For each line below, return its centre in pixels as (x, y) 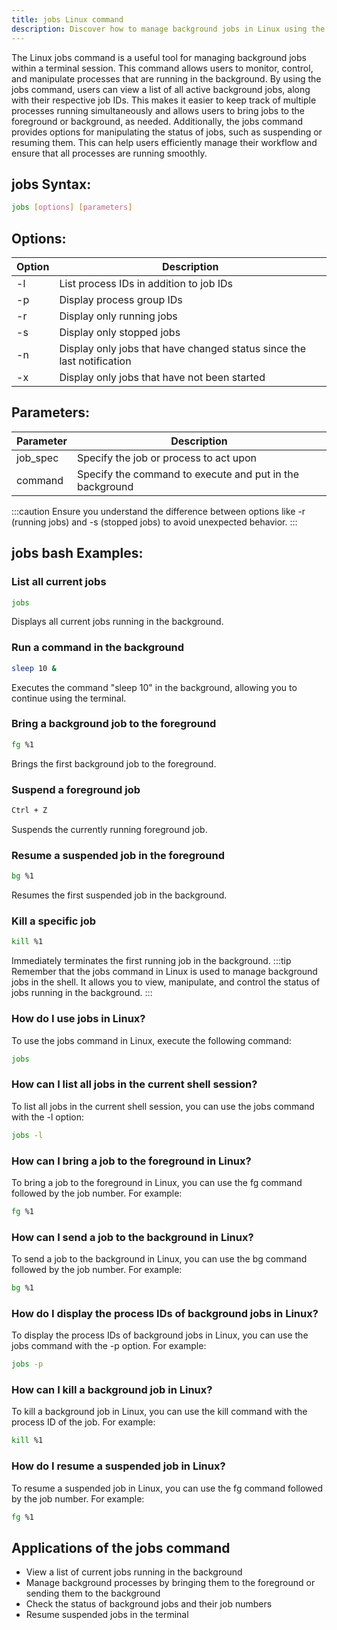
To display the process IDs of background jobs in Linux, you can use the (160, 1335)
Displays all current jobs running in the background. (117, 622)
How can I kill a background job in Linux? (112, 1390)
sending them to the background (93, 1593)
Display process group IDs (121, 299)
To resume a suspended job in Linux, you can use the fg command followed (167, 1488)
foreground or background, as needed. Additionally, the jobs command (157, 121)
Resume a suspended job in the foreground (118, 855)
